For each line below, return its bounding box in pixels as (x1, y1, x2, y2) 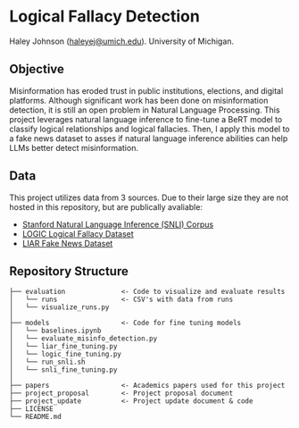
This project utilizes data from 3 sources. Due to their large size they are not (9, 192, 289, 203)
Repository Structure (9, 264, 129, 279)
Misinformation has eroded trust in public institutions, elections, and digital (9, 85, 284, 96)
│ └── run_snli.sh (9, 357, 87, 367)
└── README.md (9, 413, 62, 422)
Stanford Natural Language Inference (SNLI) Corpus (21, 219, 214, 230)
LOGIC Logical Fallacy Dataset (21, 228, 134, 239)
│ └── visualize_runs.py (9, 303, 110, 312)
